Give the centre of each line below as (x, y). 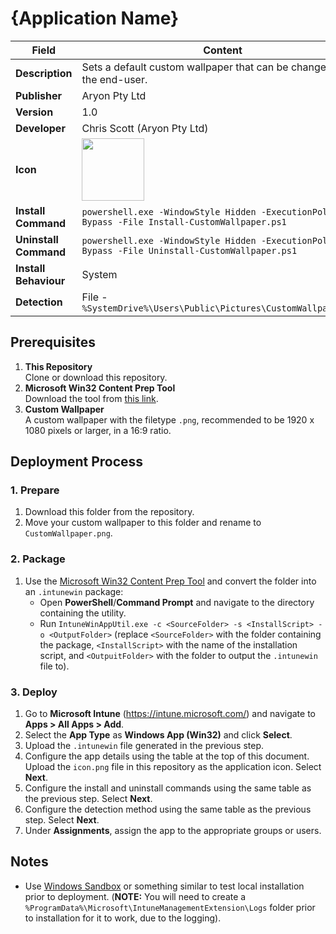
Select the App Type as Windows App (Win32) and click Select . (158, 735)
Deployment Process (77, 462)
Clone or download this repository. (96, 377)
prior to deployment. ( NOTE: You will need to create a (135, 896)
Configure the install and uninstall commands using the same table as (168, 788)
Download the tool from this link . (91, 398)
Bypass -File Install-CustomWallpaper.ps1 (184, 221)
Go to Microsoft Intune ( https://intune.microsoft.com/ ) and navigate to (170, 714)
